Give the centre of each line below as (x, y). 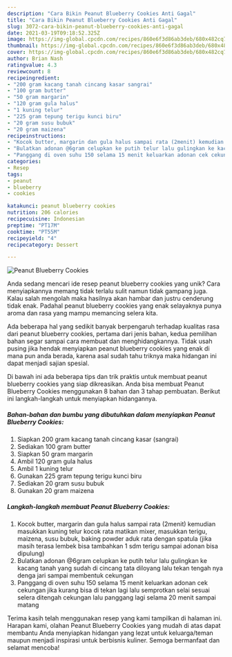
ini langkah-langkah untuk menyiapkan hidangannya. (82, 399)
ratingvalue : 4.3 (32, 65)
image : (17, 39)
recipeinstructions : (37, 136)
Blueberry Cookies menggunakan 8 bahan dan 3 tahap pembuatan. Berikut (114, 391)
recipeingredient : (33, 78)
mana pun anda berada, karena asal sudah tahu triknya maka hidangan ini (112, 356)
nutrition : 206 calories (43, 213)
